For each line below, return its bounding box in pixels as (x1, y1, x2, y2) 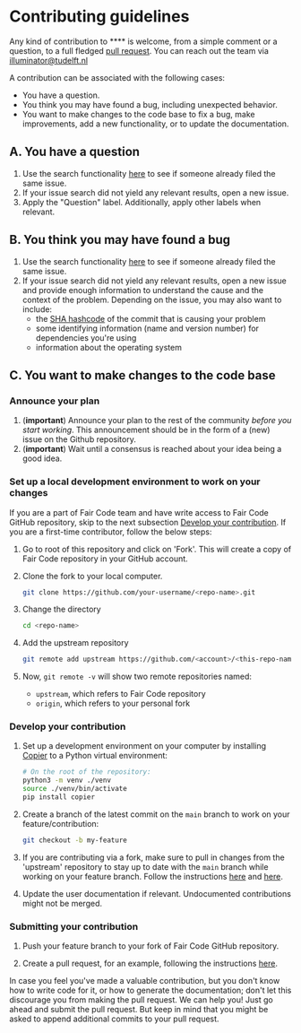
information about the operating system (35, 342, 182, 352)
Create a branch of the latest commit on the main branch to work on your (21, 809, 290, 820)
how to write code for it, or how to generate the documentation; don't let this (9, 985, 292, 996)
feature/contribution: (21, 818, 99, 829)
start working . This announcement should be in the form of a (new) (21, 424, 271, 436)
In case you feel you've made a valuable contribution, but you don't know (9, 976, 280, 986)
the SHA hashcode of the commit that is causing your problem (35, 313, 266, 324)
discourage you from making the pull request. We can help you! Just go (9, 994, 273, 1005)
